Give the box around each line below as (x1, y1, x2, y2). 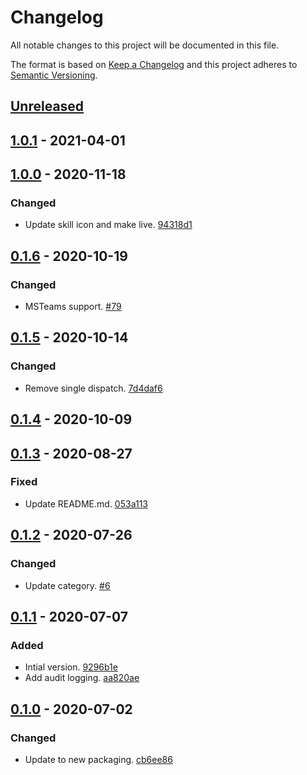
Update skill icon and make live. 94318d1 (24, 219, 193, 231)
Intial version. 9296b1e (24, 661, 118, 673)
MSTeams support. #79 (24, 301, 122, 313)
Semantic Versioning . (10, 69, 98, 81)
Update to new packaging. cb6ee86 (24, 753, 173, 765)
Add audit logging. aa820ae (24, 672, 140, 684)
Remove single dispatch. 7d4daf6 (24, 382, 163, 394)
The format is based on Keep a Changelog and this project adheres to (10, 58, 298, 70)
